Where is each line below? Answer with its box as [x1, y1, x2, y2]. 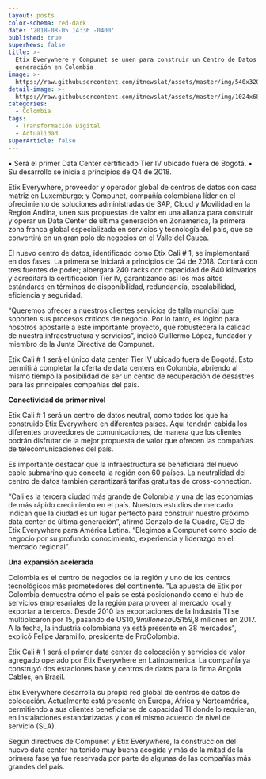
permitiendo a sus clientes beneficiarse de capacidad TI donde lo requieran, [8, 704, 257, 713]
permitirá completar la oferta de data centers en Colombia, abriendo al [8, 363, 238, 372]
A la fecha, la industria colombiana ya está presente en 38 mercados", [8, 623, 237, 633]
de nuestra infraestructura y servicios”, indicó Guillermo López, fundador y [8, 330, 252, 340]
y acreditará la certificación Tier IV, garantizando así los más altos [8, 273, 223, 283]
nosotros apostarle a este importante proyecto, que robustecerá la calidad [8, 322, 251, 332]
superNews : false [8, 41, 66, 49]
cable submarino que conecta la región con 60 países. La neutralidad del [8, 468, 246, 477]
